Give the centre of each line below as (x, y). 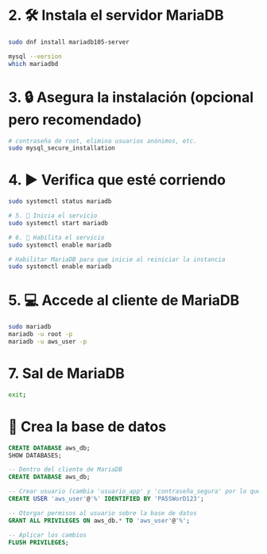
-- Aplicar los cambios (48, 535)
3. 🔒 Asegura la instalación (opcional (131, 97)
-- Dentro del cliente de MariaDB (66, 470)
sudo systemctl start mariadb (58, 223)
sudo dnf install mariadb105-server (69, 42)
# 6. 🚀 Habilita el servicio (56, 237)
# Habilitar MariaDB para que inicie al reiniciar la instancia (117, 259)
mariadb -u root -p (41, 334)
